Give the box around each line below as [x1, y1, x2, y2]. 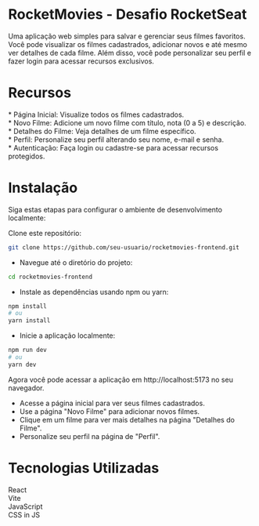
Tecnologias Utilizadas [8, 459, 160, 477]
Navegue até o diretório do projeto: [19, 257, 133, 267]
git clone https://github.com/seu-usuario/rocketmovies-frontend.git [8, 243, 240, 252]
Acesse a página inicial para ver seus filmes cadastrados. [19, 398, 205, 408]
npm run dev [8, 346, 47, 354]
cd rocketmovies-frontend [8, 273, 92, 281]
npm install [8, 302, 47, 310]
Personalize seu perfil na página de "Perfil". [19, 431, 160, 441]
